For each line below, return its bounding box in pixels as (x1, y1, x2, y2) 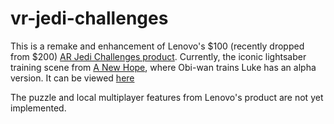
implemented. (10, 102, 67, 114)
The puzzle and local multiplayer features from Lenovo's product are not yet (10, 91, 324, 103)
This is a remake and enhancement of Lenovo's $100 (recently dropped (10, 40, 305, 52)
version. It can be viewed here (10, 72, 135, 84)
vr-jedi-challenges (10, 7, 169, 30)
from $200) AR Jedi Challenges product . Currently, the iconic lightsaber (10, 50, 307, 62)
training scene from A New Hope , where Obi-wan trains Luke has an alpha (10, 61, 317, 73)
